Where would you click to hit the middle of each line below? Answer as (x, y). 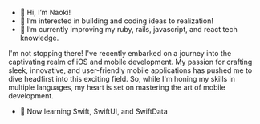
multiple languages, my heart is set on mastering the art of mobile (117, 87)
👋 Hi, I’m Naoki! (45, 12)
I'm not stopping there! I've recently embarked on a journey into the (120, 53)
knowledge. (39, 38)
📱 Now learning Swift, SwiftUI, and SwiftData (94, 111)
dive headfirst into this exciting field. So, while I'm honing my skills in (122, 79)
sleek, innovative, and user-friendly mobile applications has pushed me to (130, 70)
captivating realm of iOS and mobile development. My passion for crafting (130, 62)
